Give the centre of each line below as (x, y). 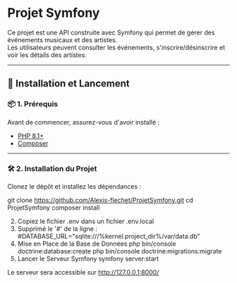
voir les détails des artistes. (47, 55)
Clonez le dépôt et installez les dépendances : (74, 186)
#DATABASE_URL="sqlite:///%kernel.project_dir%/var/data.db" (109, 236)
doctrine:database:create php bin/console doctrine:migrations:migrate (120, 251)
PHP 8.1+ (31, 136)
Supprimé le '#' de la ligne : (57, 228)
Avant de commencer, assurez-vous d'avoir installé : (84, 122)
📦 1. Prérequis (33, 104)
